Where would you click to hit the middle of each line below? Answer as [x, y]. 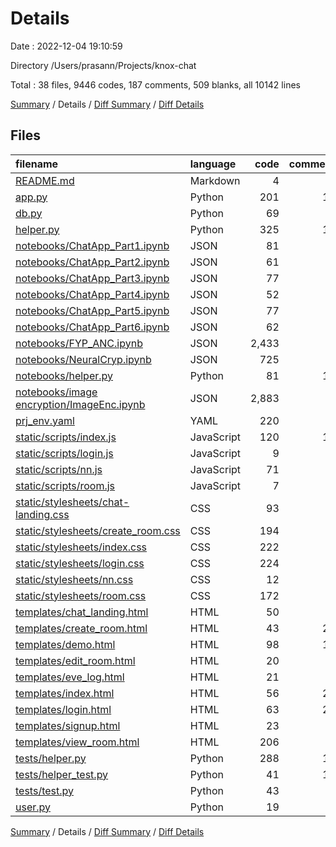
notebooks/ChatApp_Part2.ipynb [92, 262]
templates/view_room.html [77, 742]
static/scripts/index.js [66, 437]
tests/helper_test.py [62, 774]
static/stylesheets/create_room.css [98, 530]
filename [37, 164]
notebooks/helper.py [64, 375]
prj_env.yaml [45, 420]
